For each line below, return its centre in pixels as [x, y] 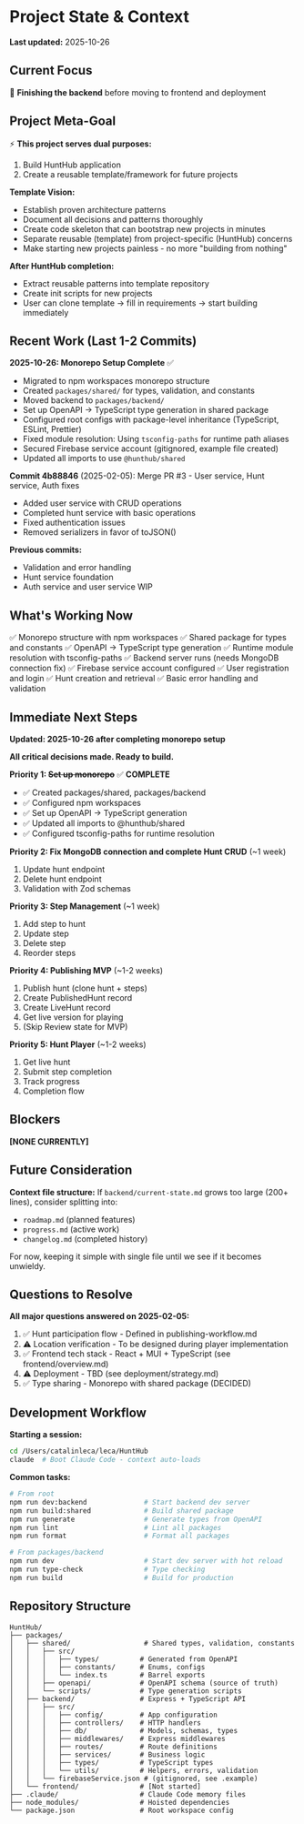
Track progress [51, 1081]
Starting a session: [46, 1435]
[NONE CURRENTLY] [49, 1141]
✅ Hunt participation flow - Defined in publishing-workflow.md [140, 1334]
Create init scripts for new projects [87, 293]
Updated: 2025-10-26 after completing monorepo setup [117, 739]
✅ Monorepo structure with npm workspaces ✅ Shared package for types [148, 638]
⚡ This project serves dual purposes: [81, 144]
